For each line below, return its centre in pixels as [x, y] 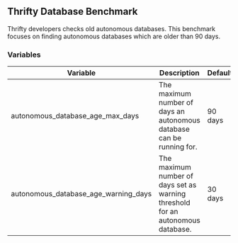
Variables [24, 55]
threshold [174, 203]
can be [170, 138]
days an [172, 111]
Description [179, 73]
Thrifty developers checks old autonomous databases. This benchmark [112, 28]
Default [220, 73]
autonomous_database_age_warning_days [81, 194]
